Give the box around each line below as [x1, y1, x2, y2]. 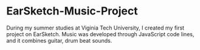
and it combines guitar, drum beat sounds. [6, 37, 112, 44]
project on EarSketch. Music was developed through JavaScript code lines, [6, 30, 195, 37]
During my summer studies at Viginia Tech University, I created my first [6, 24, 184, 31]
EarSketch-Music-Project [6, 4, 138, 18]
